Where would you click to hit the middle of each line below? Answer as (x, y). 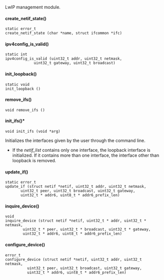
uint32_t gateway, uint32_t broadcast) (75, 63)
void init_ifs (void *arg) (33, 132)
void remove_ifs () (25, 110)
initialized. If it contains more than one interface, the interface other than (86, 155)
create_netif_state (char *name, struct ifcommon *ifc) (64, 33)
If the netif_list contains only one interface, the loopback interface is (81, 150)
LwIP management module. (33, 7)
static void (17, 84)
